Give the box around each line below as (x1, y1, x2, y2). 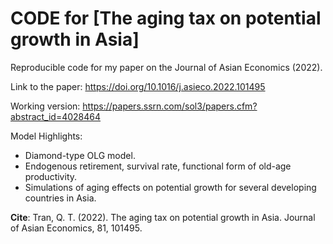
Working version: (10, 100, 81, 112)
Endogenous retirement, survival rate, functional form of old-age (24, 160, 292, 172)
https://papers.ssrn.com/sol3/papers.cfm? (82, 100, 258, 112)
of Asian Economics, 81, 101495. (10, 222, 143, 234)
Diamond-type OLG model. (24, 149, 136, 161)
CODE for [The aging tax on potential (10, 7, 322, 30)
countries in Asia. (24, 192, 97, 204)
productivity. (24, 170, 78, 182)
